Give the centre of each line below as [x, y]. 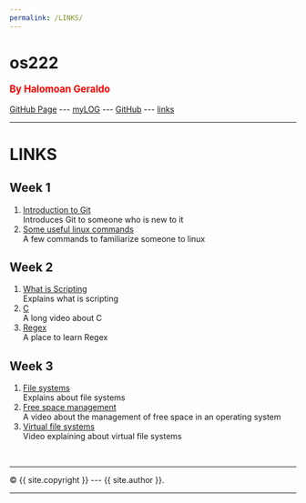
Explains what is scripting [71, 299]
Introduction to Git [56, 209]
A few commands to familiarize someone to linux [114, 238]
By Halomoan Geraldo [60, 89]
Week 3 [31, 366]
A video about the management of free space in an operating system [152, 417]
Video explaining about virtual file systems [102, 437]
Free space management [69, 407]
